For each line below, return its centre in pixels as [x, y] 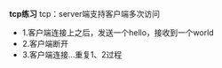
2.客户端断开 [45, 44]
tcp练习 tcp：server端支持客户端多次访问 [85, 14]
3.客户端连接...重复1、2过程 [72, 55]
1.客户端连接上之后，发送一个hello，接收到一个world [118, 33]
